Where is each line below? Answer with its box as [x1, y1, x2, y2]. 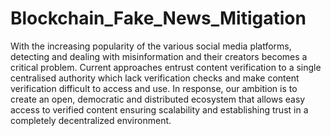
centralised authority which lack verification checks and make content [10, 72, 300, 84]
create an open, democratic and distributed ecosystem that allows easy [10, 93, 306, 105]
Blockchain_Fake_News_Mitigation [10, 7, 307, 30]
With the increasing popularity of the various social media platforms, [10, 40, 292, 52]
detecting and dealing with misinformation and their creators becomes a [10, 50, 308, 62]
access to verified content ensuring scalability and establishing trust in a [10, 103, 309, 116]
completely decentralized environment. [10, 114, 172, 126]
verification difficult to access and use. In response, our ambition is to [10, 82, 298, 94]
